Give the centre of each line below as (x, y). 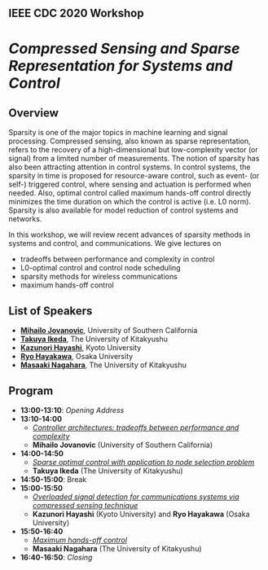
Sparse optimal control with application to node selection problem (143, 463)
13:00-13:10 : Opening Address (72, 410)
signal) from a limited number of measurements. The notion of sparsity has (134, 159)
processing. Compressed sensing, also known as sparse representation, (130, 141)
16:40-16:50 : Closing (56, 558)
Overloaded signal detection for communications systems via (136, 497)
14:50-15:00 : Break (53, 480)
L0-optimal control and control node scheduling (100, 268)
